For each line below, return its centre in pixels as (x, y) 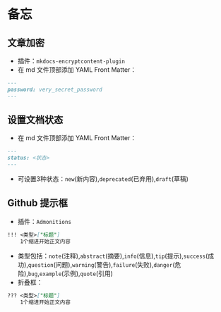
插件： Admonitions (44, 221)
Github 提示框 (38, 203)
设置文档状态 (35, 120)
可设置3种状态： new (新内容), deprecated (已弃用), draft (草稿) (103, 179)
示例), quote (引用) (88, 273)
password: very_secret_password (55, 89)
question (41, 265)
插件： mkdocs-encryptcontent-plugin (71, 61)
